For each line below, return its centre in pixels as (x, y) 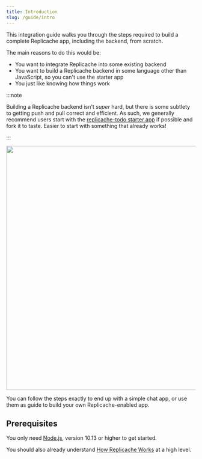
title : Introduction (32, 12)
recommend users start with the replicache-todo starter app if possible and (99, 119)
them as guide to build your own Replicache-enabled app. (78, 405)
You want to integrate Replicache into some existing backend (90, 64)
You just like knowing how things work (62, 83)
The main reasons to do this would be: (54, 52)
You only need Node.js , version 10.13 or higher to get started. (82, 438)
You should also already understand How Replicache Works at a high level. (99, 450)
